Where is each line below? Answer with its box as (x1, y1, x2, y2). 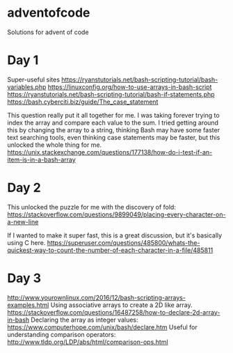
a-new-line (7, 217, 39, 226)
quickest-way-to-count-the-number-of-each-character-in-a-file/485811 (7, 246, 214, 254)
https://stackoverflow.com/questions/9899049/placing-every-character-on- (7, 210, 226, 219)
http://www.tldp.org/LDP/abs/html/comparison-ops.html (7, 338, 168, 346)
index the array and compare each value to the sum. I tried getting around (7, 118, 219, 127)
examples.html (7, 301, 49, 309)
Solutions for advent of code (7, 28, 89, 36)
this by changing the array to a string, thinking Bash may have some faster (7, 125, 220, 134)
